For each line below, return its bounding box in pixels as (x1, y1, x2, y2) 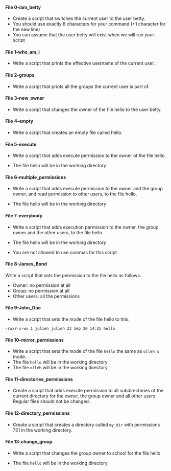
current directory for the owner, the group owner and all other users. (12, 393, 157, 399)
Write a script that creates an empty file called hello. (12, 129, 123, 136)
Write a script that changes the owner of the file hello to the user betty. (12, 106, 162, 113)
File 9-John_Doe (5, 305, 41, 311)
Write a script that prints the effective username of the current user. (12, 60, 155, 66)
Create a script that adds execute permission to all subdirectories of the (12, 388, 164, 394)
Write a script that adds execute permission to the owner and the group (12, 186, 163, 192)
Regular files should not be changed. (12, 398, 90, 405)
